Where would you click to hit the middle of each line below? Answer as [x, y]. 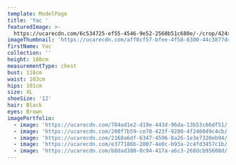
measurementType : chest [42, 66]
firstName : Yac [29, 46]
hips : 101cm [25, 86]
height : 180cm [28, 60]
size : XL [20, 92]
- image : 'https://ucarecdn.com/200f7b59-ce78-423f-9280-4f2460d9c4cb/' [122, 131]
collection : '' [29, 53]
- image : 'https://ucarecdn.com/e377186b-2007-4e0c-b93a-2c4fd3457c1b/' [122, 145]
